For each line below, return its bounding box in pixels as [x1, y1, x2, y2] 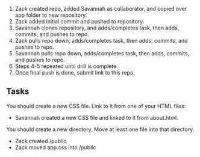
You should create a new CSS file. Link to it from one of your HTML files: [6, 102, 186, 109]
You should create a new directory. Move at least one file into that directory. [6, 126, 195, 133]
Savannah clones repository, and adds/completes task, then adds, [14, 24, 180, 31]
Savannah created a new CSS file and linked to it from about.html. [14, 114, 179, 121]
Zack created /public [14, 137, 67, 144]
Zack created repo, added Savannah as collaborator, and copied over [14, 5, 187, 12]
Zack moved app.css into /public [14, 144, 96, 151]
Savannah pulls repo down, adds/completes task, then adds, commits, [14, 50, 190, 57]
